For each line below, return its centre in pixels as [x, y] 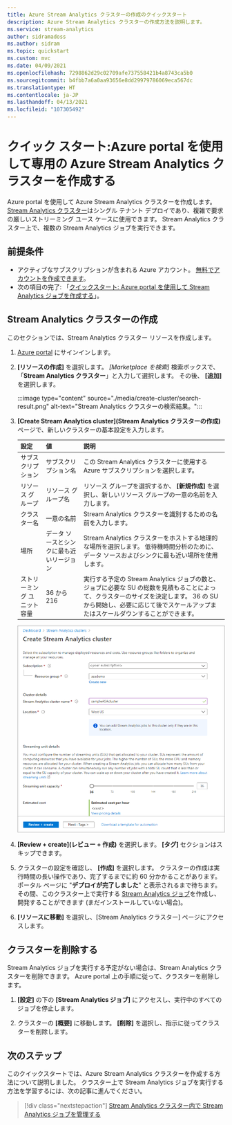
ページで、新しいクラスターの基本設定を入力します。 [92, 430]
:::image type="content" [51, 398]
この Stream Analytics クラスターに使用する [145, 462]
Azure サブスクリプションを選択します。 [141, 470]
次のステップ [35, 1055]
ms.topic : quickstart [38, 51]
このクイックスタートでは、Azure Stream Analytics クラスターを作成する [111, 1073]
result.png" [33, 406]
